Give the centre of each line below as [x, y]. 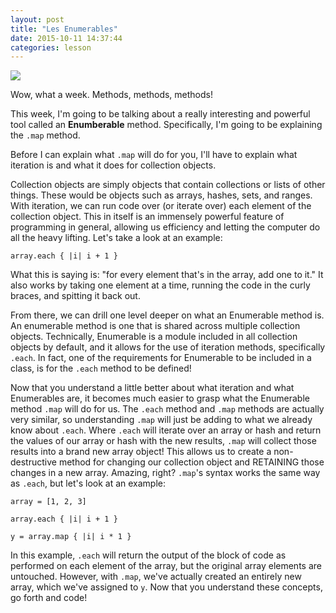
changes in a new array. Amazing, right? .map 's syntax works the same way [165, 473]
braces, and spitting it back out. [75, 296]
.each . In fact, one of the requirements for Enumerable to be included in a [161, 358]
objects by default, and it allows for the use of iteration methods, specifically [168, 347]
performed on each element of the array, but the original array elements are [166, 566]
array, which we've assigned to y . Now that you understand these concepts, [166, 587]
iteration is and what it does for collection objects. [113, 165]
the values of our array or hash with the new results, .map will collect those [163, 441]
